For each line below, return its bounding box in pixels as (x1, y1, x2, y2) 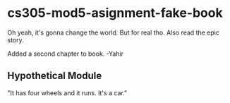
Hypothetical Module (7, 70, 102, 82)
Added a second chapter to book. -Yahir (7, 49, 123, 58)
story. (7, 35, 25, 44)
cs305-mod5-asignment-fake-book (7, 5, 224, 21)
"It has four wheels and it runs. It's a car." (7, 88, 128, 97)
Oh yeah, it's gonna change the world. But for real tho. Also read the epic (7, 28, 220, 37)
